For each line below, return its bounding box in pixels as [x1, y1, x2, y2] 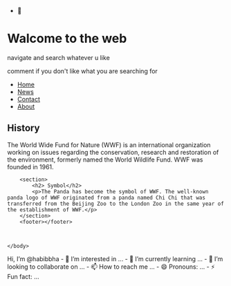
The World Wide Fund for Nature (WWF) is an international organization [7, 140, 211, 149]
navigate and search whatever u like [7, 53, 111, 61]
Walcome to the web [7, 31, 127, 46]
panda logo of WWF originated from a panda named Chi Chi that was [7, 194, 206, 201]
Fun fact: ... [7, 272, 39, 280]
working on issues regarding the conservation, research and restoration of [7, 148, 219, 156]
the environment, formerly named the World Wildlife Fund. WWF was [7, 155, 203, 164]
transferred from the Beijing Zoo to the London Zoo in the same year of [7, 200, 225, 207]
